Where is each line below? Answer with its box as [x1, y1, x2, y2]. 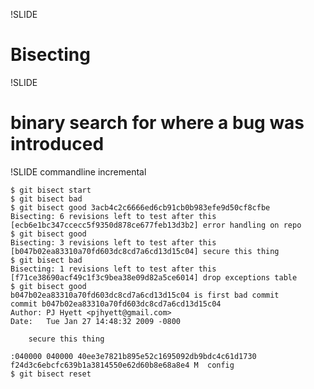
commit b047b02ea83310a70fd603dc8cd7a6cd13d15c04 [10, 299, 222, 309]
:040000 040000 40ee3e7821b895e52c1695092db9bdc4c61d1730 [10, 351, 257, 361]
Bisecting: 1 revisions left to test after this [10, 264, 217, 274]
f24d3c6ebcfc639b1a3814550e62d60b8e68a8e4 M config [10, 360, 235, 370]
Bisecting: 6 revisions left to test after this [10, 211, 217, 221]
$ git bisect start [10, 185, 92, 195]
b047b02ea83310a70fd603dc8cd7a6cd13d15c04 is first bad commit [10, 290, 280, 300]
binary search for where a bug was [10, 112, 305, 134]
